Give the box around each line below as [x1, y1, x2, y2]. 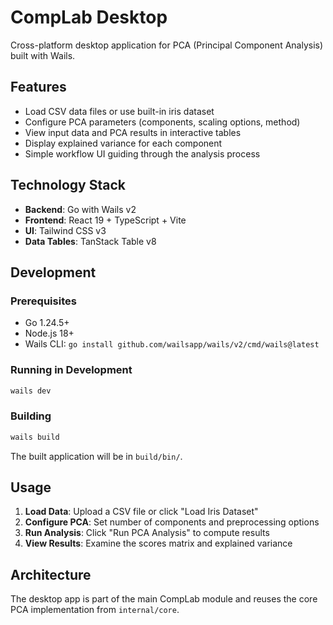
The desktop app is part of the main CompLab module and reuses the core [10, 593, 318, 605]
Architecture [10, 566, 92, 583]
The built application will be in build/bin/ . [10, 450, 183, 462]
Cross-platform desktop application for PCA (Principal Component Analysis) [10, 39, 324, 51]
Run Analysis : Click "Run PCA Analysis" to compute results [24, 527, 270, 539]
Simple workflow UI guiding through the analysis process [24, 147, 261, 160]
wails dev [10, 386, 52, 396]
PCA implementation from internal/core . [10, 604, 180, 616]
